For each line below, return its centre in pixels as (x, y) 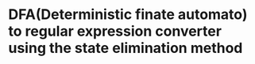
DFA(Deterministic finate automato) (128, 15)
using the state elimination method (126, 48)
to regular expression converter (115, 31)
